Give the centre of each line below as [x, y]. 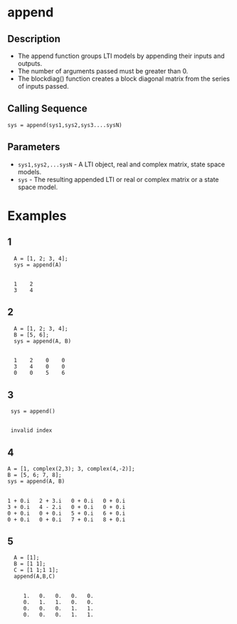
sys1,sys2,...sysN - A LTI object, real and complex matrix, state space [121, 164]
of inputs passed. [43, 86]
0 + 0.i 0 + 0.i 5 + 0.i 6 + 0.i [67, 513]
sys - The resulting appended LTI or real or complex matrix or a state [118, 179]
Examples [37, 216]
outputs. [30, 64]
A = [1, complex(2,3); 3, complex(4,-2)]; [71, 469]
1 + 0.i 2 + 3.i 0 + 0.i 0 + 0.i [67, 500]
